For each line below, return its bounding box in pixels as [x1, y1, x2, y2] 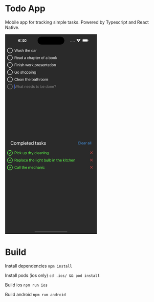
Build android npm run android [5, 291, 66, 297]
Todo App [5, 3, 45, 14]
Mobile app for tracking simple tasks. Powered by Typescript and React [5, 19, 149, 25]
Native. [5, 24, 20, 30]
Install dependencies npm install [5, 263, 72, 269]
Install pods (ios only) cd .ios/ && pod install [5, 272, 100, 278]
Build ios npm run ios [5, 282, 48, 288]
